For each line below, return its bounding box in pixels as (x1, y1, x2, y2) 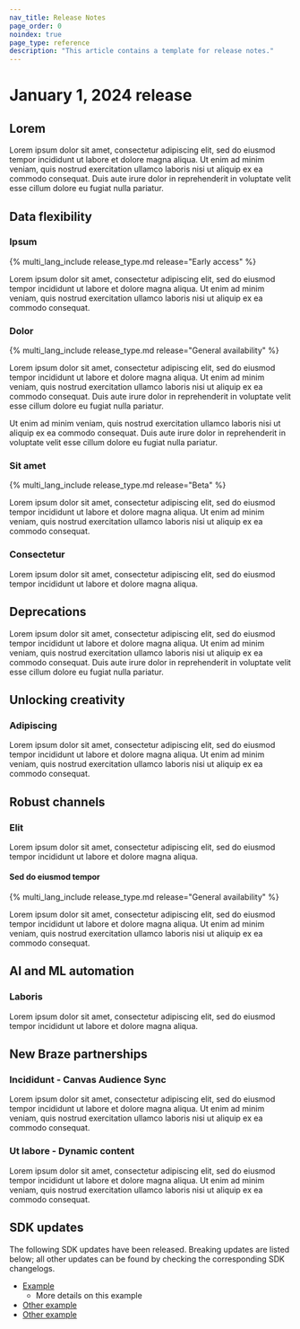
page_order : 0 (9, 22, 63, 31)
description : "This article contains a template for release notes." (9, 47, 275, 56)
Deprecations (9, 604, 87, 620)
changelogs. (9, 1263, 56, 1273)
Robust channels (9, 794, 106, 809)
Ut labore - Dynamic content (9, 1145, 135, 1157)
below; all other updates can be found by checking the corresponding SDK (9, 1254, 285, 1264)
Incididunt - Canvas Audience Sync (9, 1074, 167, 1087)
